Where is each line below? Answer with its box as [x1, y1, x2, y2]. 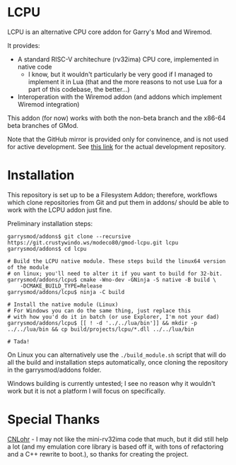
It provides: [7, 41, 40, 49]
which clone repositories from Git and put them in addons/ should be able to [7, 198, 230, 206]
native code [17, 62, 52, 71]
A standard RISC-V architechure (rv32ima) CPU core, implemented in [17, 54, 219, 64]
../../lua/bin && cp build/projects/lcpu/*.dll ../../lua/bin [7, 326, 194, 333]
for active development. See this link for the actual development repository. [7, 142, 226, 151]
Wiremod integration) [17, 100, 80, 108]
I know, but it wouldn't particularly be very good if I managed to [28, 70, 213, 78]
